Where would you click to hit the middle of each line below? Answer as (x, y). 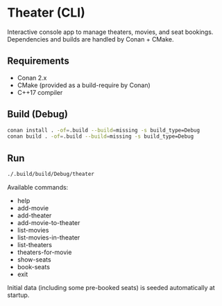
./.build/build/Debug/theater (51, 174)
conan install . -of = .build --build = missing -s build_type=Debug (103, 130)
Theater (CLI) (46, 13)
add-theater (34, 215)
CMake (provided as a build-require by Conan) (84, 85)
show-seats (34, 260)
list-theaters (34, 245)
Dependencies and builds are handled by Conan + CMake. (91, 39)
